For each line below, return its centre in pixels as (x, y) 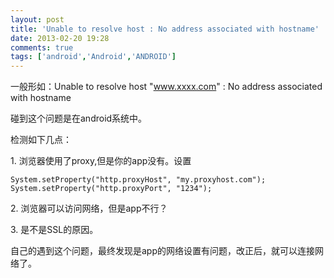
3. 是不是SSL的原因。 (54, 230)
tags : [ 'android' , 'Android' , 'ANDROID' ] (93, 57)
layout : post (37, 19)
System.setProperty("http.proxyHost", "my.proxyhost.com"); (138, 180)
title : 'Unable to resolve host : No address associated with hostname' (165, 29)
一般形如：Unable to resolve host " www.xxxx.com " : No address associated (166, 87)
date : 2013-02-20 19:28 (60, 38)
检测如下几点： (41, 140)
